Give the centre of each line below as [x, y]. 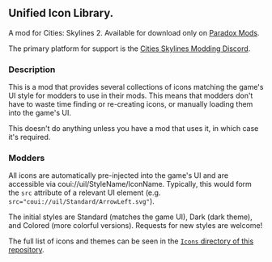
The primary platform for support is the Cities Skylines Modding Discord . [130, 49]
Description [32, 70]
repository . [26, 250]
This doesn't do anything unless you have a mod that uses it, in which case [134, 129]
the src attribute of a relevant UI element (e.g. [85, 192]
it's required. [30, 137]
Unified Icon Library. [61, 13]
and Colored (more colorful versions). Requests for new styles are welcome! [136, 226]
